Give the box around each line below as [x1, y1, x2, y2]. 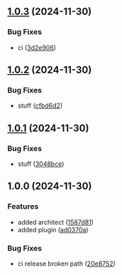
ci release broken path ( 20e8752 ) [17, 259, 116, 268]
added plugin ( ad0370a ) [17, 225, 89, 234]
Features [7, 202, 39, 212]
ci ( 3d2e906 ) [17, 43, 57, 52]
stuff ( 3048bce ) [17, 160, 65, 168]
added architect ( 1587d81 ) [17, 217, 94, 227]
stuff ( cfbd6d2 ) [17, 101, 62, 110]
